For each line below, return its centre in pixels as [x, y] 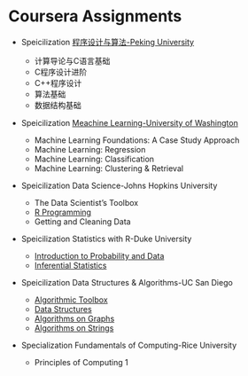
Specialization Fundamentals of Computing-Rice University [129, 345]
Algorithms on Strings [74, 328]
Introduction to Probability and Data [99, 255]
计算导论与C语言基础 [72, 60]
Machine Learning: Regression [90, 149]
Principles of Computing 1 [81, 362]
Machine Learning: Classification [94, 159]
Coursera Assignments [95, 16]
